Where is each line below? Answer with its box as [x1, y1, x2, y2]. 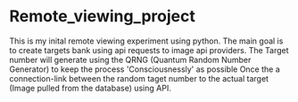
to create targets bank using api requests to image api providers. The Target [9, 44, 289, 55]
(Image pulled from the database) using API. [9, 82, 171, 93]
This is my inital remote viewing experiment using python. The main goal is [9, 35, 284, 46]
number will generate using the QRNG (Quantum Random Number [9, 54, 252, 65]
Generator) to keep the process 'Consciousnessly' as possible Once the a [9, 64, 281, 75]
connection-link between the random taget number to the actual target [9, 73, 269, 83]
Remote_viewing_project [9, 6, 196, 27]
